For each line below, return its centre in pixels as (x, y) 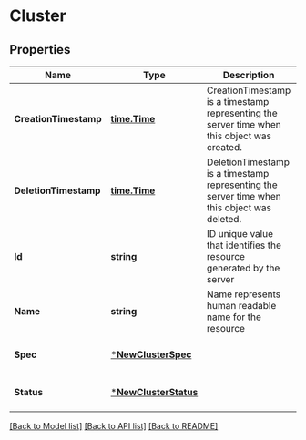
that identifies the (244, 245)
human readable (241, 306)
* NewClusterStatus (154, 392)
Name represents (244, 294)
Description (249, 75)
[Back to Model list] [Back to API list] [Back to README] (114, 426)
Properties (40, 50)
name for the (234, 317)
